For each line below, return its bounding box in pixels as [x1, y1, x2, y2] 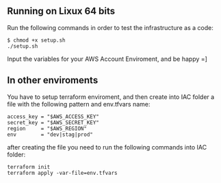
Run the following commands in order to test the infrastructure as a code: [7, 23, 213, 31]
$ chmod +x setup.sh [7, 37, 66, 44]
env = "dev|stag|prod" [7, 131, 94, 138]
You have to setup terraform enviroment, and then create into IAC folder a [7, 92, 215, 101]
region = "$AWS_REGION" [7, 125, 88, 132]
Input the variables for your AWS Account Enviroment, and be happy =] [7, 55, 207, 63]
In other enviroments [7, 74, 99, 86]
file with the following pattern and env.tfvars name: [7, 100, 151, 108]
